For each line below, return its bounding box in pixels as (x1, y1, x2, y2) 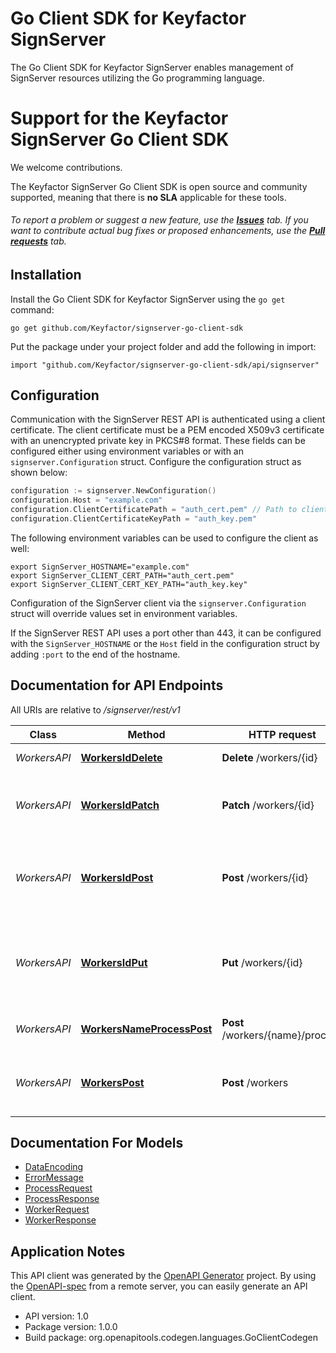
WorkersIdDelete (80, 750, 163, 764)
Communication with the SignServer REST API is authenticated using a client (10, 413, 326, 426)
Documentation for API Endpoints (10, 677, 224, 694)
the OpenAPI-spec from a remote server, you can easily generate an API (10, 1280, 308, 1292)
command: (10, 303, 55, 316)
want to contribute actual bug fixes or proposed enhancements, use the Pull (10, 225, 326, 237)
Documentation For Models (10, 1135, 184, 1152)
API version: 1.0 (24, 1310, 89, 1322)
